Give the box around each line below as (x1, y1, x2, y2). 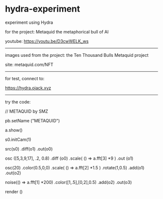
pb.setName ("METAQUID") (5, 117, 60, 123)
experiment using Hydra (5, 19, 53, 25)
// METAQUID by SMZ (5, 108, 49, 114)
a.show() (5, 127, 23, 133)
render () (5, 188, 23, 195)
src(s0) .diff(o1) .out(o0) (5, 146, 53, 151)
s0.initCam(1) (5, 136, 32, 142)
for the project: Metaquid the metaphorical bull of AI (5, 29, 109, 34)
